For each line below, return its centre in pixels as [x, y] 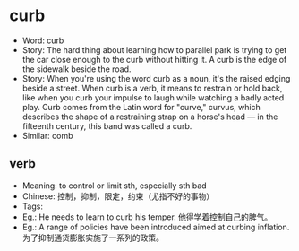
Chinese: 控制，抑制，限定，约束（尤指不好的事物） [118, 196]
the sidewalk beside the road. [77, 69]
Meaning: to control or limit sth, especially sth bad [115, 186]
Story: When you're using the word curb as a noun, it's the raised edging [156, 78]
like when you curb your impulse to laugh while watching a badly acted [153, 97]
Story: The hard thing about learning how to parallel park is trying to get [154, 49]
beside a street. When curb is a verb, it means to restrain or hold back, [152, 88]
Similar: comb [47, 135]
